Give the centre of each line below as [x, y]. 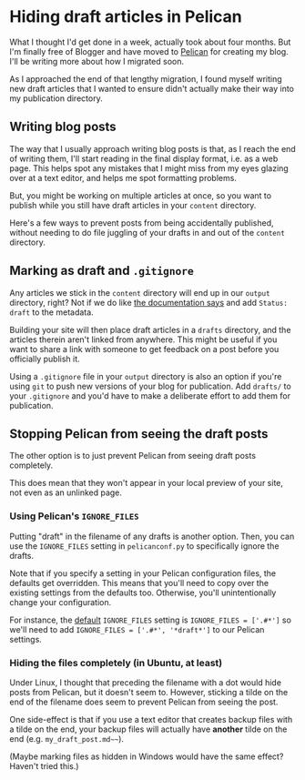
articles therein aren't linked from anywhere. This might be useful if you [143, 339]
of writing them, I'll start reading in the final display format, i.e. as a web [144, 158]
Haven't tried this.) [44, 765]
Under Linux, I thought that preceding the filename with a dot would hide [146, 682]
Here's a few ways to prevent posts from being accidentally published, [142, 223]
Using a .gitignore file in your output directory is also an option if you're [146, 376]
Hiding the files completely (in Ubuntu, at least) [116, 663]
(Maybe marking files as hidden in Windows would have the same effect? [147, 756]
